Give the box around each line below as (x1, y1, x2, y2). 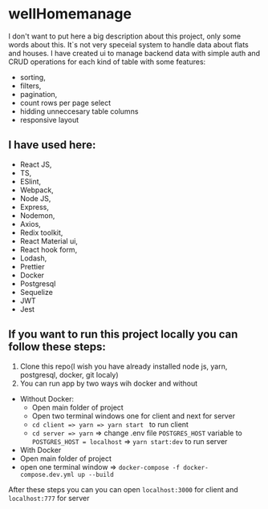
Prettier (19, 261, 45, 271)
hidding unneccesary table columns (19, 106, 139, 116)
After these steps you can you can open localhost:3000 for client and (8, 484, 238, 494)
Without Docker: (19, 394, 75, 403)
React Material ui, (19, 236, 79, 245)
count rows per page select (19, 98, 112, 107)
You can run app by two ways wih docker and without (19, 378, 198, 388)
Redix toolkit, (19, 228, 63, 237)
